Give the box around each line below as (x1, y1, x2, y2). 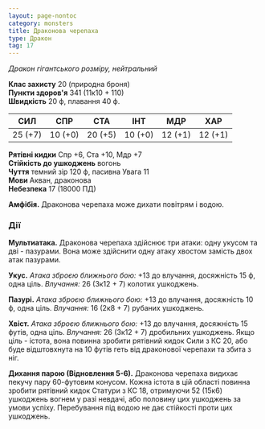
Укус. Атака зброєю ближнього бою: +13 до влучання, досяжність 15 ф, (8, 270, 255, 280)
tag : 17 (8, 42, 35, 50)
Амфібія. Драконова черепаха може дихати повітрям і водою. (8, 200, 225, 209)
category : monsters (8, 19, 74, 27)
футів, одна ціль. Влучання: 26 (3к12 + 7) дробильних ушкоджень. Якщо (8, 328, 255, 337)
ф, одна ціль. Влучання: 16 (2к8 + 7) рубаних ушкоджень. (8, 303, 205, 313)
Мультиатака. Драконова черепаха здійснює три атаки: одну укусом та (8, 238, 259, 248)
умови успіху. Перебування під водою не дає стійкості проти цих (8, 403, 233, 413)
